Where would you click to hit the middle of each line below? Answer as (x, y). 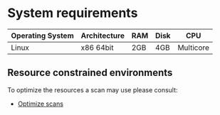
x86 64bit (97, 48)
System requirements (73, 13)
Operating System (42, 35)
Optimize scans (41, 104)
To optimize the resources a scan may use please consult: (93, 89)
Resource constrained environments (90, 73)
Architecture (103, 35)
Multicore (194, 48)
